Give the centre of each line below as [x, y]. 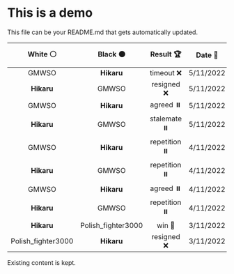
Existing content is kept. [42, 262]
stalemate [166, 119]
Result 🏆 [166, 54]
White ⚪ [42, 54]
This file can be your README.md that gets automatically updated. [103, 32]
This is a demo [50, 13]
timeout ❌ [166, 73]
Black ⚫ [111, 54]
